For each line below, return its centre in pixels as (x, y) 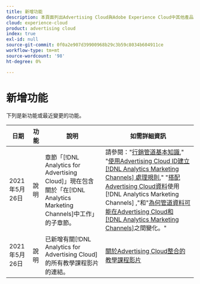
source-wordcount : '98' (36, 56)
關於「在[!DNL (65, 190)
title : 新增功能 (24, 12)
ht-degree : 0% (24, 61)
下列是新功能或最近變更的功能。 (45, 116)
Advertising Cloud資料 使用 (142, 186)
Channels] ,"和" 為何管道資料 (145, 203)
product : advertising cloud (41, 28)
